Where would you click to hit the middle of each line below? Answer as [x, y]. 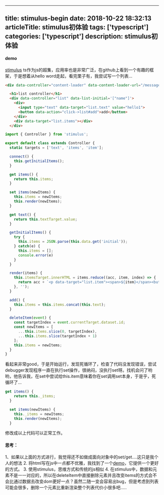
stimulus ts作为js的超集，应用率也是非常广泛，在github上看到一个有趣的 [77, 70]
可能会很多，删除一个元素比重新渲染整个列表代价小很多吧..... [66, 487]
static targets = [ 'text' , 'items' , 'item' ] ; [57, 148]
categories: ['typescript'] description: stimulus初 [82, 36]
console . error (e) [36, 255]
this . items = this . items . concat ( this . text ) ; [60, 305]
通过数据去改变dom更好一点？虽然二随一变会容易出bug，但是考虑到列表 [86, 481]
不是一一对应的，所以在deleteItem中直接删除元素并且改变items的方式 [79, 475]
